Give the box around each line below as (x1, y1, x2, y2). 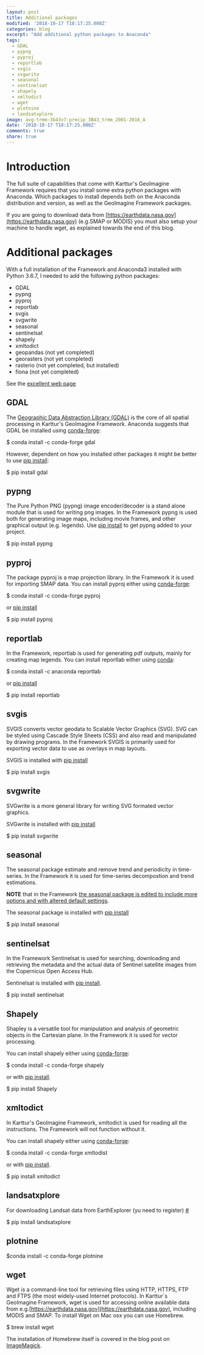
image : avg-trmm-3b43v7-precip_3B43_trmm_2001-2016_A (6, 116, 146, 122)
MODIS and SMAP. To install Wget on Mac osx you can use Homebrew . (6, 1312, 185, 1319)
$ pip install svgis (6, 768, 51, 776)
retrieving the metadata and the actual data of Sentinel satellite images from (6, 961, 197, 969)
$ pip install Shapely (6, 1085, 57, 1092)
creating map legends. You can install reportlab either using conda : (6, 656, 175, 663)
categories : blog (6, 26, 51, 32)
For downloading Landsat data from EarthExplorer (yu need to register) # (6, 1206, 189, 1214)
